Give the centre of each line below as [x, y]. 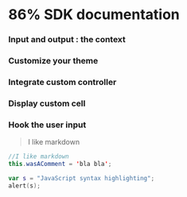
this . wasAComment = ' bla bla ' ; [60, 164]
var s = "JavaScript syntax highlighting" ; [82, 178]
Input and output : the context [67, 40]
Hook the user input [47, 125]
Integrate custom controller [62, 82]
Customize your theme [53, 61]
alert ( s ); [25, 185]
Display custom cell [47, 103]
